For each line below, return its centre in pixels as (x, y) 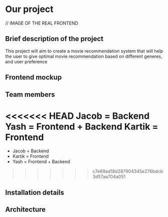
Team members (30, 94)
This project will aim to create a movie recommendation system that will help (84, 51)
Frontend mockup (34, 77)
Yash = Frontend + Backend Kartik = (82, 127)
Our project (29, 9)
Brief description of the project (54, 39)
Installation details (35, 192)
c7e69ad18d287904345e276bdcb (128, 171)
